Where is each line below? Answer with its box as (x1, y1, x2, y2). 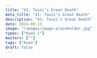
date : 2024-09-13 (5, 21, 42, 27)
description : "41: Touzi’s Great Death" (5, 17, 93, 22)
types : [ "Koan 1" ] (5, 31, 44, 36)
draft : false (5, 45, 33, 50)
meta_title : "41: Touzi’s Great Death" (5, 12, 90, 17)
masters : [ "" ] (5, 36, 36, 41)
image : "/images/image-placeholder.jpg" (5, 26, 93, 31)
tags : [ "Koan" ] (5, 40, 38, 45)
